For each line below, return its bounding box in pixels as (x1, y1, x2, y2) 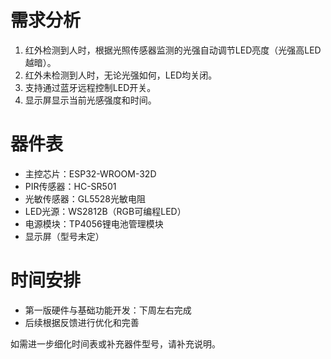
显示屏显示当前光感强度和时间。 (24, 94, 157, 106)
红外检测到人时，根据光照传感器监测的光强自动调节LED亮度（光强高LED (24, 44, 322, 56)
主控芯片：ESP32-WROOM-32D (24, 167, 157, 180)
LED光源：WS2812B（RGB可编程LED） (24, 205, 187, 217)
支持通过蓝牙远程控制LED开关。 (24, 81, 157, 93)
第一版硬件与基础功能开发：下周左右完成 (24, 304, 192, 316)
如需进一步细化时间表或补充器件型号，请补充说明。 (10, 337, 221, 350)
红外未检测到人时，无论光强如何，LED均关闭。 (24, 69, 218, 81)
